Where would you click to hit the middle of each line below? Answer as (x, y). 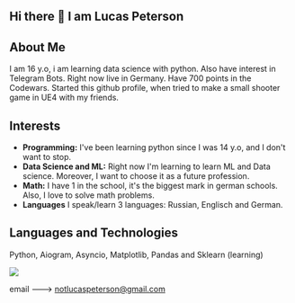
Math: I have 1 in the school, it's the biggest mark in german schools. (150, 186)
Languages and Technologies (94, 233)
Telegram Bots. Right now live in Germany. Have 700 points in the (130, 78)
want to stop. (47, 157)
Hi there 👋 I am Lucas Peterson (97, 17)
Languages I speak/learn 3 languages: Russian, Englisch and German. (152, 205)
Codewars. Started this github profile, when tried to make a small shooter (145, 88)
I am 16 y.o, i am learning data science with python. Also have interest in (143, 69)
